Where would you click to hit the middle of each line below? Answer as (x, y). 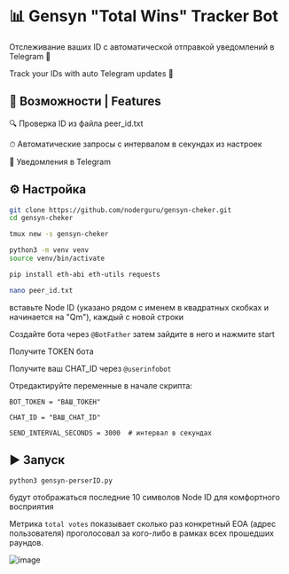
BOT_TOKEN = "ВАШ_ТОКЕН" (55, 402)
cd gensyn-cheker (41, 218)
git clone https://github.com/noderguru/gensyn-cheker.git (121, 210)
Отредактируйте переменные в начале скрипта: (101, 385)
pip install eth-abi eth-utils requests (85, 274)
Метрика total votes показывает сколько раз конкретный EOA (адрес (143, 524)
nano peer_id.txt (41, 290)
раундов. (27, 543)
